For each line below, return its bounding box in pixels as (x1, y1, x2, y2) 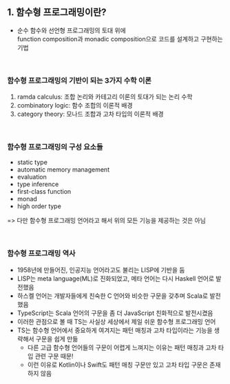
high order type (17, 202, 62, 210)
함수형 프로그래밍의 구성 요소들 (7, 142, 103, 152)
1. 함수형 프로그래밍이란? (7, 6, 107, 19)
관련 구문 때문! (34, 352, 74, 360)
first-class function (17, 188, 72, 196)
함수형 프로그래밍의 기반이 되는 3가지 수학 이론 (7, 75, 151, 85)
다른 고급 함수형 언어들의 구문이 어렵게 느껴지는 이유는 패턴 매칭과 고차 (27, 343, 217, 352)
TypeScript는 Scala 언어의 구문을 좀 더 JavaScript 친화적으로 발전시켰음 (17, 309, 213, 317)
